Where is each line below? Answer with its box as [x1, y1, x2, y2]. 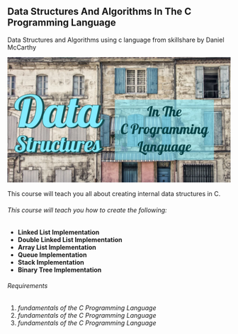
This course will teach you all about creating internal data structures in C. [7, 190, 221, 198]
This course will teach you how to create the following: [7, 205, 168, 214]
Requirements [7, 282, 48, 290]
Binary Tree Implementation [17, 265, 102, 274]
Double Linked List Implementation [17, 235, 123, 243]
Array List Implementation [17, 243, 97, 251]
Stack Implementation [17, 258, 85, 266]
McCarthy [7, 42, 37, 52]
